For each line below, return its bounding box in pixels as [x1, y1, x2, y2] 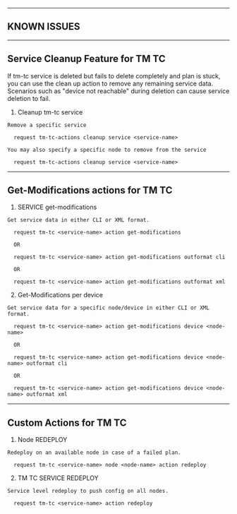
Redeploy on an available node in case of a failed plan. [7, 449, 181, 456]
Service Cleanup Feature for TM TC [7, 53, 166, 65]
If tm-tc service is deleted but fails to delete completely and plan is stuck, [7, 71, 221, 80]
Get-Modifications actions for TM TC [7, 184, 173, 196]
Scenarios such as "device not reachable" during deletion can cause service [7, 86, 230, 95]
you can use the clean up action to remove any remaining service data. [7, 79, 214, 88]
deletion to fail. [7, 94, 51, 102]
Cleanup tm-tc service [17, 107, 83, 116]
